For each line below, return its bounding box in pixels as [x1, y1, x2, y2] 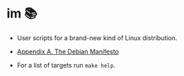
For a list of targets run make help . [16, 61, 116, 69]
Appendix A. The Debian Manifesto [16, 47, 120, 56]
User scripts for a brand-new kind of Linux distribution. [16, 33, 178, 42]
